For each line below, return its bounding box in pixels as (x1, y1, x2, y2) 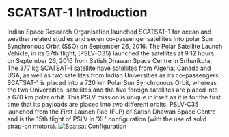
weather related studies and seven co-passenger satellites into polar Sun (7, 34, 213, 42)
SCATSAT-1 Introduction (7, 5, 148, 21)
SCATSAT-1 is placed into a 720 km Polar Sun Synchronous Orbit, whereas (7, 78, 217, 86)
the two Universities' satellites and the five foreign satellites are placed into (7, 86, 219, 94)
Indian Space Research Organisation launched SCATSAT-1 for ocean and (7, 27, 212, 36)
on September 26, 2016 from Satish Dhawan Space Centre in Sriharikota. (7, 56, 213, 64)
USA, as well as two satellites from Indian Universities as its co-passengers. (7, 71, 221, 79)
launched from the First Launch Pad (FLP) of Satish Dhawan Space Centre (7, 108, 217, 116)
